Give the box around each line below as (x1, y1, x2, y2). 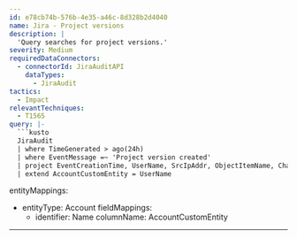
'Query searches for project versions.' (17, 37, 168, 47)
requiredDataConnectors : (9, 54, 101, 63)
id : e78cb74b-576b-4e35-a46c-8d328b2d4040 (9, 12, 168, 22)
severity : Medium (9, 46, 73, 55)
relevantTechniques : (9, 104, 86, 112)
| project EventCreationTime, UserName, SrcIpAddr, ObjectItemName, (17, 161, 275, 170)
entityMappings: (9, 185, 69, 196)
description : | (9, 29, 65, 38)
